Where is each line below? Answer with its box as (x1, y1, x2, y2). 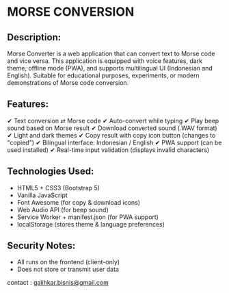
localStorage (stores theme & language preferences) (16, 220, 165, 228)
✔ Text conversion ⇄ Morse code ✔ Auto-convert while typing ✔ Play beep (7, 116, 219, 125)
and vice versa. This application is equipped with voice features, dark (7, 57, 203, 65)
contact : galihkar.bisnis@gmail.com (7, 279, 109, 287)
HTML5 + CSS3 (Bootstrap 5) (16, 183, 100, 192)
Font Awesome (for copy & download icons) (16, 198, 141, 206)
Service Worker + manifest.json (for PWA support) (16, 213, 159, 221)
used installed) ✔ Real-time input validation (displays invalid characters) (7, 145, 210, 154)
